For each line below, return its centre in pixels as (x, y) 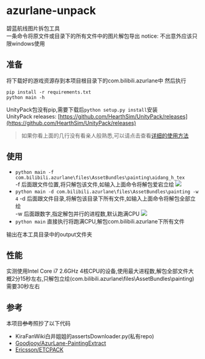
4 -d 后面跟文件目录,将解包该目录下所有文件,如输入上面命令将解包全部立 (105, 198)
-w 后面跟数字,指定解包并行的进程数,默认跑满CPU (77, 214)
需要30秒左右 (23, 286)
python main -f (34, 172)
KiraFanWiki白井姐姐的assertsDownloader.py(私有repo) (85, 336)
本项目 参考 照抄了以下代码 (38, 324)
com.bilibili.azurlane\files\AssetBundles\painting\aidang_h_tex (100, 178)
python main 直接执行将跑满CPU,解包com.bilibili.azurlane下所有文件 (100, 221)
